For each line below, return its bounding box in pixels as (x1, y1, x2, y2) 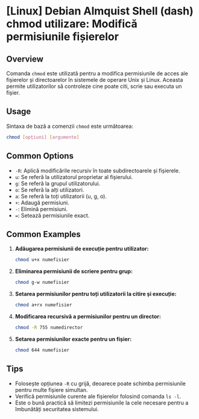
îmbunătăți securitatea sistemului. (14, 405, 99, 412)
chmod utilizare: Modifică (6, 17, 137, 31)
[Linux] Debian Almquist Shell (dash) (6, 4, 194, 18)
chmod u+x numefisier (14, 257, 69, 263)
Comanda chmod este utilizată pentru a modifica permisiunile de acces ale (6, 70, 188, 77)
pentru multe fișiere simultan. (14, 386, 88, 393)
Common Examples (6, 229, 81, 239)
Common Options (6, 151, 74, 161)
